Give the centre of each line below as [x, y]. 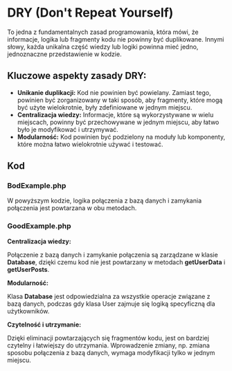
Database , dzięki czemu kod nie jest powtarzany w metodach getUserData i [116, 262]
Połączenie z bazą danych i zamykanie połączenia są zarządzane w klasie [113, 254]
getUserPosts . [28, 269]
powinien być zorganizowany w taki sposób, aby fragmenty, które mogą [120, 100]
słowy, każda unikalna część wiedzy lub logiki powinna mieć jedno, [103, 46]
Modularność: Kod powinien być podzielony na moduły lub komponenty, [121, 137]
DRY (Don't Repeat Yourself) [90, 13]
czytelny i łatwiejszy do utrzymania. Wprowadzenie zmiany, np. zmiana [108, 345]
